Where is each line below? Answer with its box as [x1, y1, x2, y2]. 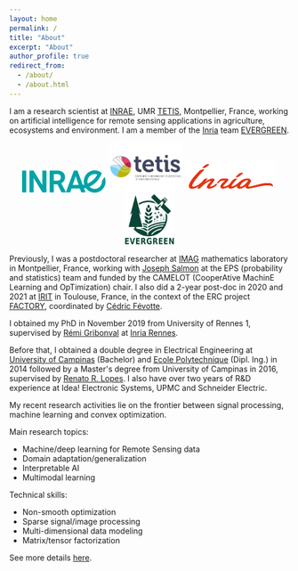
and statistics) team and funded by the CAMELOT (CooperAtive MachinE [9, 272, 275, 282]
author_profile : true [9, 52, 90, 61]
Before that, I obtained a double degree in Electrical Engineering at [9, 344, 254, 355]
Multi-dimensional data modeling [21, 526, 143, 536]
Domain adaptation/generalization [21, 453, 147, 463]
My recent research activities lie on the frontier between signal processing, [9, 399, 285, 410]
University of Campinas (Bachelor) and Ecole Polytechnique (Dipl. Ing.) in [9, 354, 278, 364]
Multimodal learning [21, 472, 96, 483]
